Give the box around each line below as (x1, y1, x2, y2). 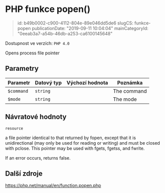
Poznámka (117, 79, 143, 86)
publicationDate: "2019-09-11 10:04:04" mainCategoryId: (31, 25, 149, 31)
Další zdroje (5, 169, 43, 178)
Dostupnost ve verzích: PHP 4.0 (5, 40, 70, 46)
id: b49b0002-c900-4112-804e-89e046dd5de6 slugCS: (17, 20, 134, 26)
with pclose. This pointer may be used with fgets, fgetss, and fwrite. (5, 145, 145, 151)
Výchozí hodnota (66, 79, 108, 86)
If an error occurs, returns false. (5, 155, 71, 161)
